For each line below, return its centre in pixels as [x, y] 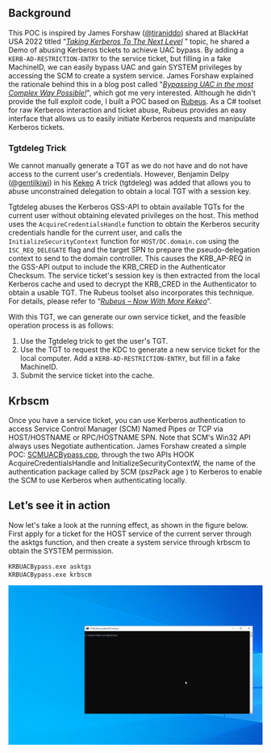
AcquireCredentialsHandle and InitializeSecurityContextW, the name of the [132, 462]
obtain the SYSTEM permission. [61, 550]
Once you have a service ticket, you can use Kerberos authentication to [127, 420]
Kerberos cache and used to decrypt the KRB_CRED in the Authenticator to [133, 284]
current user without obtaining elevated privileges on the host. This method [133, 215]
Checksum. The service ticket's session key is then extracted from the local [134, 276]
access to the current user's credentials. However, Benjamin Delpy [119, 174]
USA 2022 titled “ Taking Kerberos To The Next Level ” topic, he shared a [129, 41]
